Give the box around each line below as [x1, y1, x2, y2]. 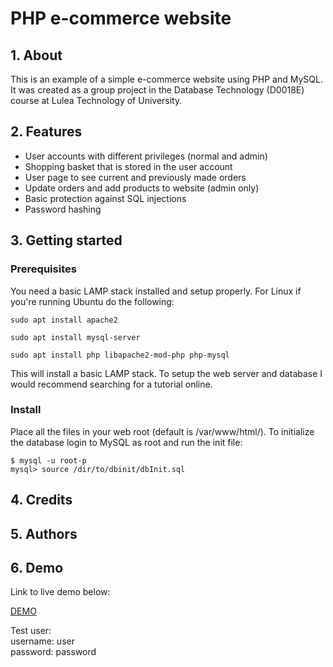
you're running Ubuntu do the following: [10, 295, 175, 307]
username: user [10, 635, 75, 647]
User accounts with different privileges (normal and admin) [24, 150, 268, 162]
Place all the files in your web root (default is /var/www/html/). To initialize [10, 425, 315, 437]
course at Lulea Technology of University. [10, 95, 183, 106]
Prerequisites [10, 262, 77, 276]
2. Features [10, 123, 83, 141]
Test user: [10, 625, 52, 637]
